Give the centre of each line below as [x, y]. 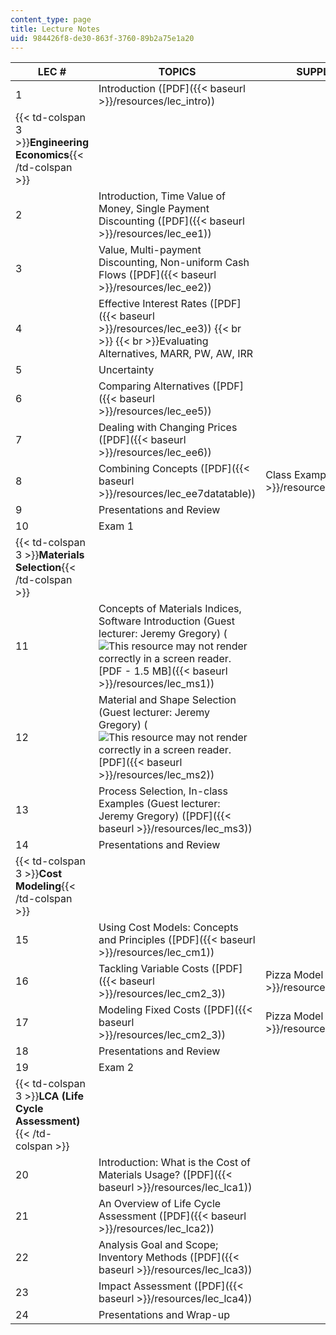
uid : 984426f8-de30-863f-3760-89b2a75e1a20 [102, 38]
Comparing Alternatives [154, 386]
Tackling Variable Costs [154, 969]
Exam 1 [116, 526]
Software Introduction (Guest [167, 621]
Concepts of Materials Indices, [170, 609]
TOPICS [177, 72]
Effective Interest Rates [153, 304]
